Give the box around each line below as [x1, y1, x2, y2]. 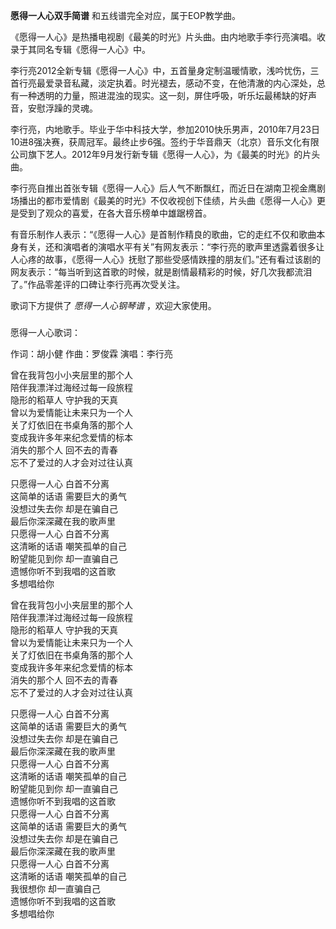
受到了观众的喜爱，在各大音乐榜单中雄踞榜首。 [18, 207, 212, 219]
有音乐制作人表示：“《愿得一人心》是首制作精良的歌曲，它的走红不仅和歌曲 [10, 229, 317, 240]
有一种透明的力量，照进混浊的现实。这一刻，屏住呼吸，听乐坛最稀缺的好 [10, 90, 308, 101]
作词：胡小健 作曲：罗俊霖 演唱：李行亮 [10, 347, 173, 359]
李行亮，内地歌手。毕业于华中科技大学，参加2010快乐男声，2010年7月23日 [10, 124, 320, 135]
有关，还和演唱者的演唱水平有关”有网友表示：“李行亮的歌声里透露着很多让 [18, 241, 325, 253]
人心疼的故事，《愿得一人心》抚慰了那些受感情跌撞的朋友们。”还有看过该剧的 [10, 254, 322, 265]
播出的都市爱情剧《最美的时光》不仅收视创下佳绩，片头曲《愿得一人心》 [18, 195, 317, 206]
